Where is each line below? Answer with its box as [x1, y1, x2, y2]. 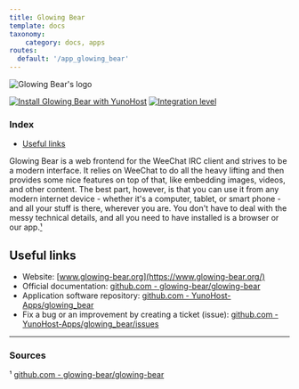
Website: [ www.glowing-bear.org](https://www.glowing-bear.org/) [21, 271, 265, 282]
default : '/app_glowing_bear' [17, 54, 129, 63]
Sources [9, 349, 46, 361]
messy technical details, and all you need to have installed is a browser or [9, 213, 279, 223]
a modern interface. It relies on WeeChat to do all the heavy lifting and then [9, 166, 285, 176]
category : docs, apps [25, 37, 105, 47]
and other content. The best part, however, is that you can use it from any [9, 184, 279, 195]
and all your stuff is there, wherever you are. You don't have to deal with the [9, 203, 287, 214]
